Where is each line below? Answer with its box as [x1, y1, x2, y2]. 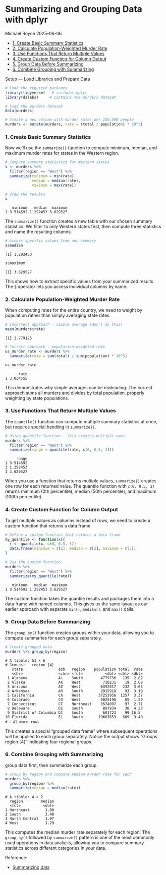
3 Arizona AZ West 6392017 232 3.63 [7, 684, 143, 689]
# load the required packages [5, 85, 68, 90]
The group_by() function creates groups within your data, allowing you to [5, 630, 154, 636]
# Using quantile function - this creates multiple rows [5, 433, 125, 438]
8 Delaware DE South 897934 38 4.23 [7, 705, 143, 711]
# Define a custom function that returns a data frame [5, 532, 121, 537]
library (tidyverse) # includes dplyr [5, 90, 88, 95]
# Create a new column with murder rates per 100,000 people [5, 117, 134, 122]
